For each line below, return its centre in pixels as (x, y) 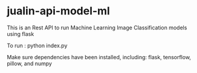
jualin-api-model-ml (59, 11)
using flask (21, 34)
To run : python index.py (37, 45)
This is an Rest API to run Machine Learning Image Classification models (97, 28)
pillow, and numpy (29, 63)
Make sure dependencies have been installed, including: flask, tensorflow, (99, 57)
